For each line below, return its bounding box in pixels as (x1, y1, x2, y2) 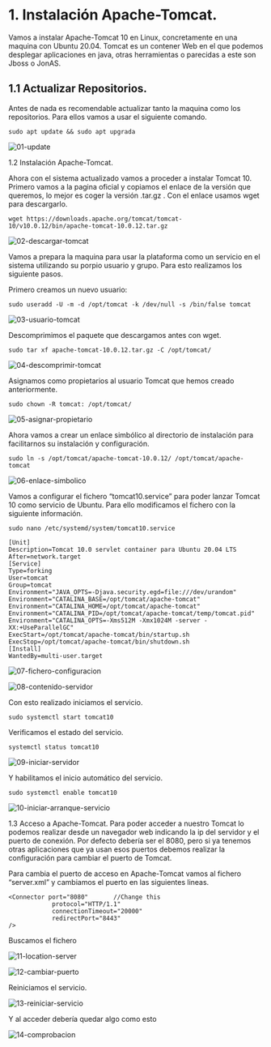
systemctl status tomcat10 (8, 743, 100, 751)
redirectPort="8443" (51, 914, 121, 922)
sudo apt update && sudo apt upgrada (8, 127, 136, 135)
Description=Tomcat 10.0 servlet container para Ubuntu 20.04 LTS (8, 545, 237, 553)
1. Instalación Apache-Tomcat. (8, 6, 218, 24)
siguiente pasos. (8, 269, 63, 279)
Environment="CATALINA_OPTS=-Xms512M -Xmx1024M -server (8, 616, 201, 625)
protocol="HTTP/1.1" (51, 900, 121, 908)
